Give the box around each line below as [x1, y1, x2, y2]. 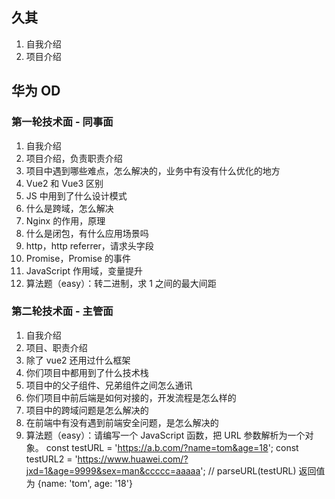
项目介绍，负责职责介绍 [25, 152, 123, 164]
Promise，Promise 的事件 [25, 252, 131, 264]
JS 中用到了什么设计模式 [25, 189, 128, 202]
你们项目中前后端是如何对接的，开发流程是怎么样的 [25, 391, 237, 403]
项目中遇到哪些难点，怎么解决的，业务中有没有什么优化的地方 [25, 164, 281, 177]
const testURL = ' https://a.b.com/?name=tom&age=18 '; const [45, 441, 299, 453]
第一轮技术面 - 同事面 [11, 115, 114, 129]
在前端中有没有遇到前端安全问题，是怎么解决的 [25, 416, 219, 428]
